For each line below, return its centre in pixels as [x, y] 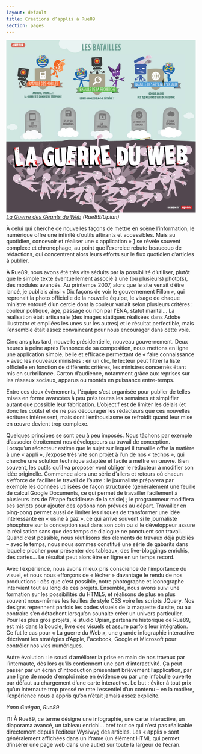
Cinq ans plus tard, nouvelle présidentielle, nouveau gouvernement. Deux [97, 342]
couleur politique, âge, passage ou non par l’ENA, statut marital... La [90, 311]
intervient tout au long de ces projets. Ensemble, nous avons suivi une [93, 588]
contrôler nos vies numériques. [45, 646]
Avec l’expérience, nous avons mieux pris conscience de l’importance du [96, 569]
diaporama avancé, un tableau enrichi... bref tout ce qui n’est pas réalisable [99, 726]
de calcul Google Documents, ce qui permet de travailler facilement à [92, 493]
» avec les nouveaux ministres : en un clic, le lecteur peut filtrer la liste [93, 361]
